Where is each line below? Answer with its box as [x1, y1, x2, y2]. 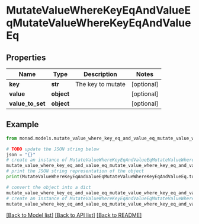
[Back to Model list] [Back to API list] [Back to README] [6, 212, 142, 219]
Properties [6, 52, 46, 62]
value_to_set [9, 99, 46, 108]
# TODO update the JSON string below [6, 146, 99, 152]
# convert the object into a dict [6, 184, 92, 190]
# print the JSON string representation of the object [6, 168, 145, 174]
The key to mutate [75, 80, 126, 88]
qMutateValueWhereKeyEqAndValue [6, 16, 191, 30]
